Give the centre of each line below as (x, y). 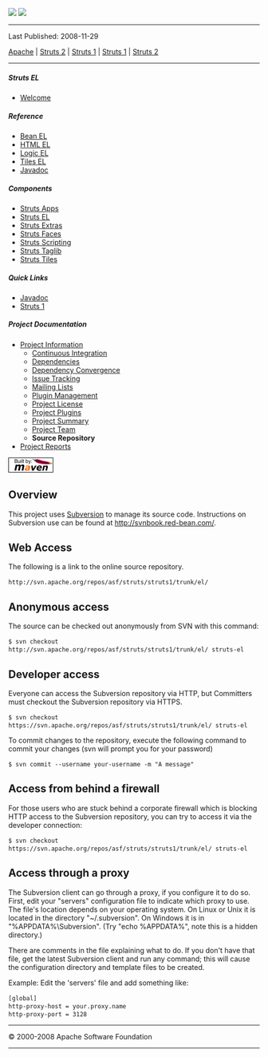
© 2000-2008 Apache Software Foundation (81, 1036)
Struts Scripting (45, 242)
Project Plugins (57, 412)
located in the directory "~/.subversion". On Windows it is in (106, 917)
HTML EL (35, 144)
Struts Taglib (41, 251)
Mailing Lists (52, 386)
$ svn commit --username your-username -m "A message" (101, 765)
